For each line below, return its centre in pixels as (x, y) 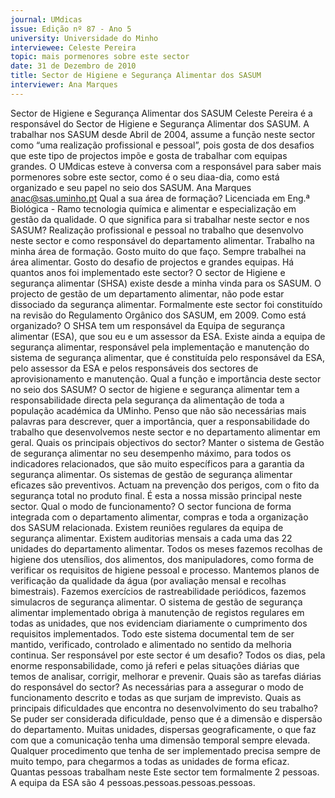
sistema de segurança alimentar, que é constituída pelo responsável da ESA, (168, 357)
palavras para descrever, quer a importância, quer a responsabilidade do (160, 421)
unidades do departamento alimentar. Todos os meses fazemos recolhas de (166, 548)
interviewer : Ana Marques (64, 85)
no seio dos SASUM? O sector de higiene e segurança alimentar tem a (155, 389)
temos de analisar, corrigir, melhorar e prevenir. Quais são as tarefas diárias (166, 676)
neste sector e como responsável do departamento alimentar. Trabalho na (162, 240)
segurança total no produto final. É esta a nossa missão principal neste (156, 495)
